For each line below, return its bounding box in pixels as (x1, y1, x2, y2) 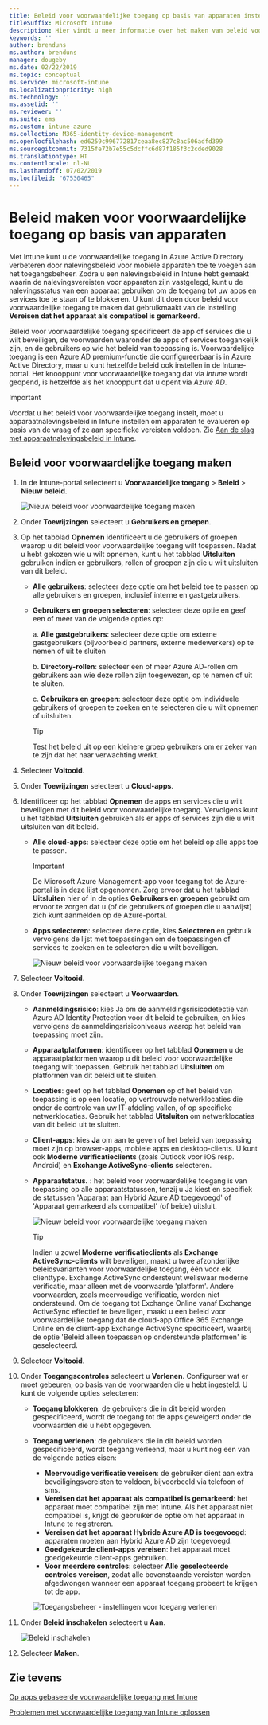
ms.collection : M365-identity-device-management (9, 130, 173, 138)
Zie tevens (9, 1672, 63, 1685)
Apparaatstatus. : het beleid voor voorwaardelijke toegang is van (32, 1175, 247, 1186)
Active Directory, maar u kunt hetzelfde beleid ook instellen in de (9, 360, 221, 370)
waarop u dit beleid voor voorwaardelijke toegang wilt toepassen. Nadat (20, 540, 257, 550)
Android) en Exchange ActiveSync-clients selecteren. (32, 1160, 212, 1170)
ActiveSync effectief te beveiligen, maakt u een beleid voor (32, 1306, 226, 1316)
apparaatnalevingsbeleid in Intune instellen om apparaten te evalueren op (9, 416, 250, 426)
